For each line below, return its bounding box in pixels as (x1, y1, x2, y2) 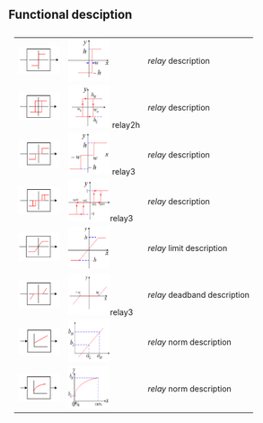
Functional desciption (8, 7, 133, 22)
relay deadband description (147, 290, 250, 301)
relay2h (111, 119, 141, 130)
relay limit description (147, 243, 228, 254)
